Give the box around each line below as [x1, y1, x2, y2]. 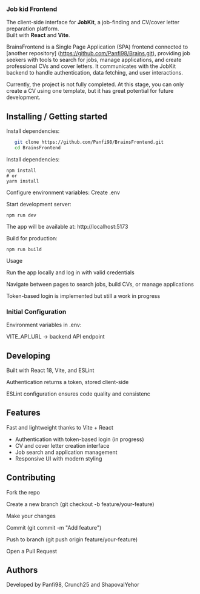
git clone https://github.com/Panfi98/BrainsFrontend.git [14, 139, 164, 146]
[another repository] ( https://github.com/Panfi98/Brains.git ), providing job [6, 50, 191, 57]
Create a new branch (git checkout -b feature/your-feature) [6, 500, 155, 508]
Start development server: [6, 200, 72, 208]
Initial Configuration [6, 307, 67, 316]
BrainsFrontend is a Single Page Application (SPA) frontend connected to [6, 43, 188, 50]
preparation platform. [6, 25, 59, 32]
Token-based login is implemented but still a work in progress [6, 292, 161, 299]
